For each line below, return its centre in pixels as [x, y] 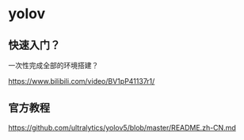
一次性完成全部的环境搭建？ [53, 65]
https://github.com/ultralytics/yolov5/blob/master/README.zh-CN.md [122, 127]
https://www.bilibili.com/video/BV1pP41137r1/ [82, 81]
